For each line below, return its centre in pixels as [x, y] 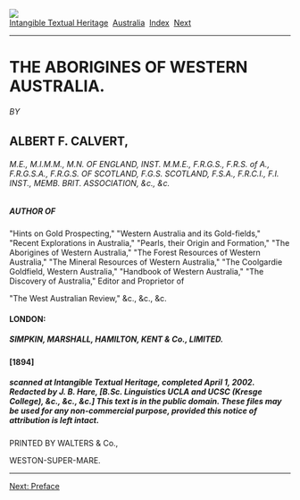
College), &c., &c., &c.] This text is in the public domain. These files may [146, 402]
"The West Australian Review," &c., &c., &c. [88, 298]
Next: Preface [34, 486]
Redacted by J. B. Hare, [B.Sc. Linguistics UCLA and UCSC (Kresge [136, 392]
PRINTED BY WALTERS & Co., [64, 443]
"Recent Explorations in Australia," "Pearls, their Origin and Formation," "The [150, 242]
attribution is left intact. [54, 420]
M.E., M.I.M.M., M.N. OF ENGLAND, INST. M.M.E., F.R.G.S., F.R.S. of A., [140, 164]
